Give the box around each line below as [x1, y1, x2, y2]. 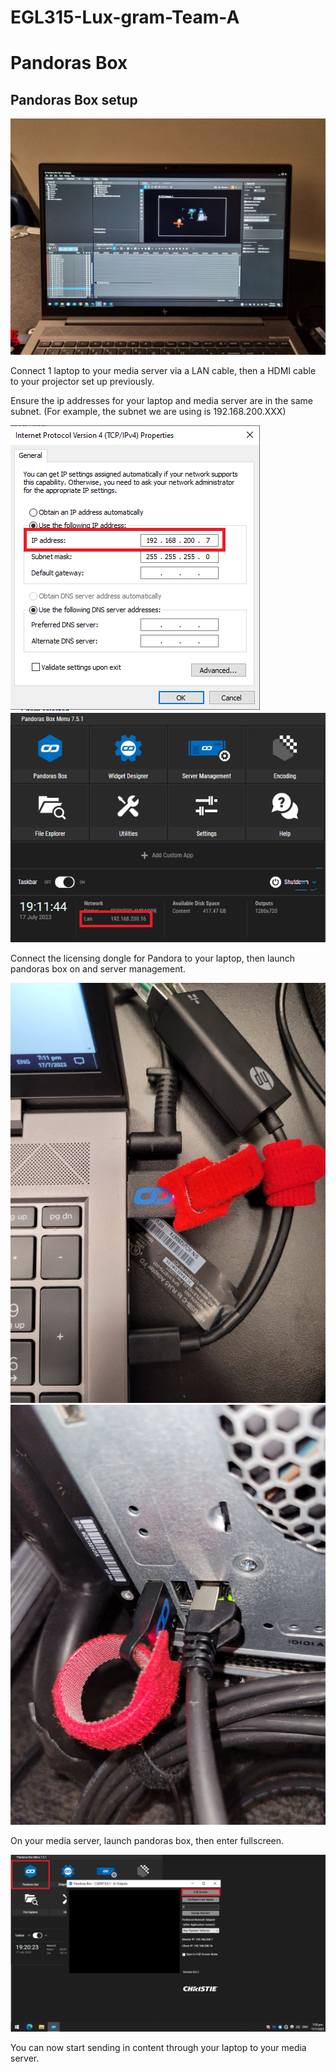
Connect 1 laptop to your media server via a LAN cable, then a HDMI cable [10, 365, 317, 377]
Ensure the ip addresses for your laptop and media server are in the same [10, 395, 313, 407]
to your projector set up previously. [10, 376, 155, 388]
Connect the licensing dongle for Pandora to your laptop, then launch [10, 952, 296, 965]
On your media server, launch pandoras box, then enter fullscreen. [10, 1835, 285, 1847]
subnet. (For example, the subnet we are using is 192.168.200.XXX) [10, 406, 287, 418]
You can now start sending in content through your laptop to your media [10, 2041, 307, 2053]
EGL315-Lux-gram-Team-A [10, 6, 240, 29]
